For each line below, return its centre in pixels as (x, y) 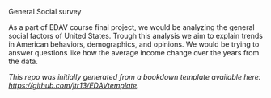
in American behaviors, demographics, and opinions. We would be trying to (134, 44)
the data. (23, 61)
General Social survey (45, 12)
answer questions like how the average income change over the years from (134, 53)
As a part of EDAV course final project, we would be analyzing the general (131, 27)
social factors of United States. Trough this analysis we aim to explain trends (136, 36)
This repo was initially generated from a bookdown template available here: (135, 77)
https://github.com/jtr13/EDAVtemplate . (74, 85)
